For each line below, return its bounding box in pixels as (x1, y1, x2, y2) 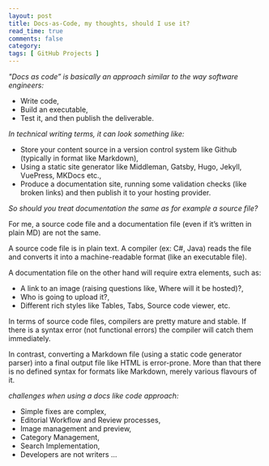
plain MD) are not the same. (8, 228, 101, 237)
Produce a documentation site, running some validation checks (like (19, 179, 247, 189)
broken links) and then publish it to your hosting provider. (19, 188, 211, 197)
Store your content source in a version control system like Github (19, 145, 237, 154)
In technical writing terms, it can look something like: (8, 129, 185, 139)
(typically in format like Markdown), (19, 153, 139, 163)
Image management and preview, (19, 424, 132, 434)
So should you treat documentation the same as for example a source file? (8, 203, 258, 213)
